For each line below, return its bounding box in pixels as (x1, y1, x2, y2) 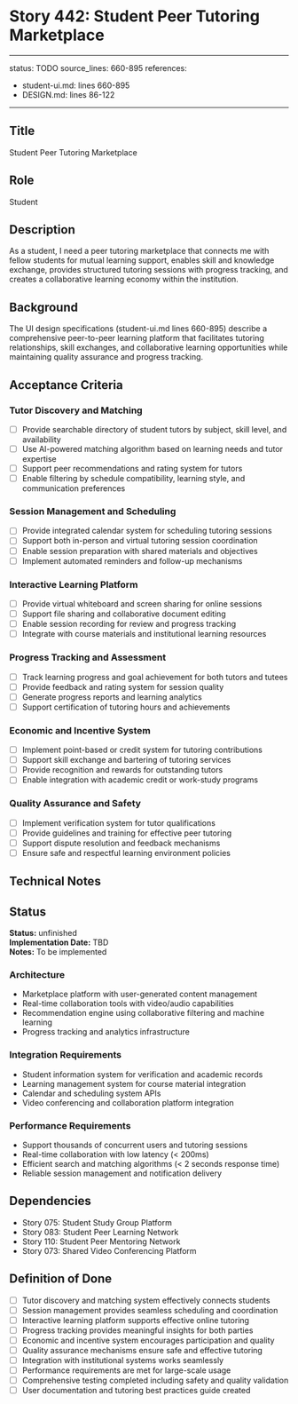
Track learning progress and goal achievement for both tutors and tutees (21, 671, 288, 682)
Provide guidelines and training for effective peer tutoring (21, 828, 232, 838)
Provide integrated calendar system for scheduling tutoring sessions (21, 526, 272, 536)
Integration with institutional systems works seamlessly (21, 1354, 224, 1365)
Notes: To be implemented (9, 947, 107, 957)
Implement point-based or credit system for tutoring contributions (21, 744, 263, 756)
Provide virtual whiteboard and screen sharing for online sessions (21, 598, 263, 609)
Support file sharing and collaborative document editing (21, 608, 226, 619)
